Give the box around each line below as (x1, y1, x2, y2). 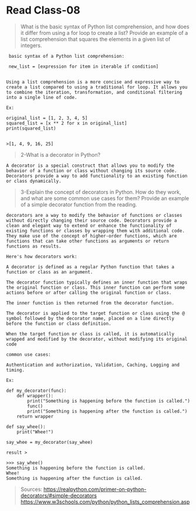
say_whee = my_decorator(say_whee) (6, 439, 93, 445)
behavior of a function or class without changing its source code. (6, 167, 177, 174)
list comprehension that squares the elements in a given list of (20, 35, 171, 42)
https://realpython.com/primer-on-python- (43, 486, 147, 493)
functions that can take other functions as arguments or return (6, 238, 169, 244)
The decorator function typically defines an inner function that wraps (6, 279, 188, 285)
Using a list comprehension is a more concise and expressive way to (6, 79, 180, 85)
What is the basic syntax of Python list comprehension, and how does (20, 23, 190, 30)
